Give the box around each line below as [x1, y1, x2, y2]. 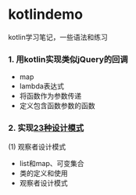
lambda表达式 [19, 81, 65, 91]
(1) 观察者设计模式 [8, 142, 66, 151]
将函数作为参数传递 [19, 92, 82, 101]
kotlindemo [8, 5, 84, 23]
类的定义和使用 [19, 168, 68, 178]
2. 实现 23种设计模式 [8, 123, 84, 134]
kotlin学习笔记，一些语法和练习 [8, 32, 108, 42]
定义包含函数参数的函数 [19, 101, 95, 110]
